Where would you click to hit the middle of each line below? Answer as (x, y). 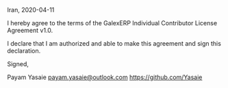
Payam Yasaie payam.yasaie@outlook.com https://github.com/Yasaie (105, 77)
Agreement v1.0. (30, 30)
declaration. (24, 51)
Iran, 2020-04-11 (31, 10)
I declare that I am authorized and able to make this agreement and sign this (114, 43)
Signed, (18, 64)
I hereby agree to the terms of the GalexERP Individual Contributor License (112, 23)
